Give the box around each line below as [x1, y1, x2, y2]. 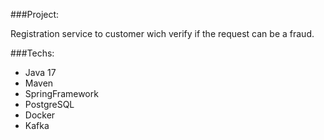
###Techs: [10, 47, 55, 59]
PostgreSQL [24, 99, 75, 110]
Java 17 [24, 67, 57, 78]
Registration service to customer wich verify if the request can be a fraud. [10, 28, 315, 39]
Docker [24, 109, 56, 121]
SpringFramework [24, 88, 99, 99]
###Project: [10, 9, 60, 20]
